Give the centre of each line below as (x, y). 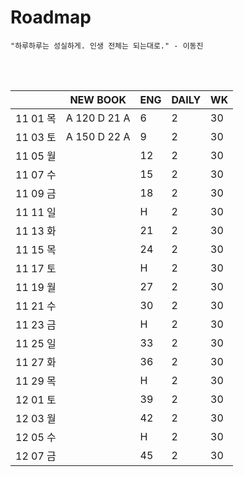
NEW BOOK (98, 99)
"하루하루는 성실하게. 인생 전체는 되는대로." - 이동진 (107, 46)
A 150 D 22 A (98, 136)
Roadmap (51, 17)
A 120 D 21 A (98, 118)
